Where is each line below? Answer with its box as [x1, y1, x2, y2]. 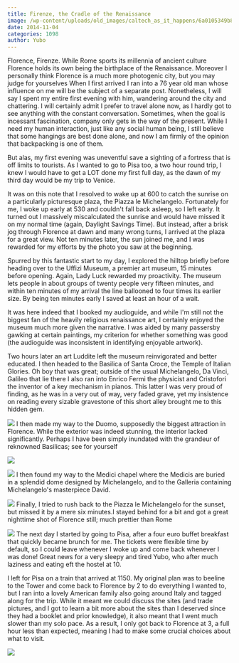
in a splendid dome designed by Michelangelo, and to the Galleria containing [7, 478, 232, 487]
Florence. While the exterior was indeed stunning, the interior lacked [7, 428, 208, 436]
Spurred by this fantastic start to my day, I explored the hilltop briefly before [7, 257, 230, 265]
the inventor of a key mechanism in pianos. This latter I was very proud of [7, 382, 223, 391]
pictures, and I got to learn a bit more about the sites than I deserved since [7, 604, 226, 612]
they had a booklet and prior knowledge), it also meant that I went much [7, 612, 218, 620]
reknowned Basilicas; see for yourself [7, 442, 118, 451]
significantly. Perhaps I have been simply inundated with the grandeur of [7, 435, 221, 443]
